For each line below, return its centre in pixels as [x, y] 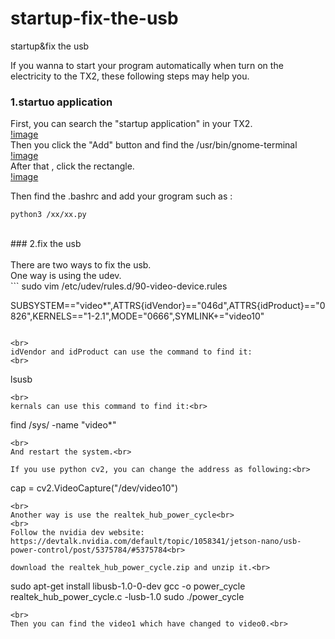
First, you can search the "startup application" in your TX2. [131, 124]
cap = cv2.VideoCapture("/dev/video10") [94, 488]
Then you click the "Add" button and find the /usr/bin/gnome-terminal [154, 145]
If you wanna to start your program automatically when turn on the [147, 65]
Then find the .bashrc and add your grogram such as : [121, 196]
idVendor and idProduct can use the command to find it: [131, 352]
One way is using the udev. [66, 276]
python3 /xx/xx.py [48, 215]
